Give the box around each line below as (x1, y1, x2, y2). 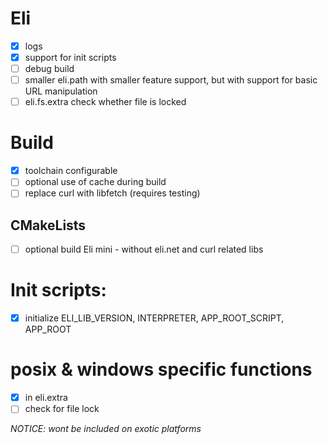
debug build (24, 63, 75, 75)
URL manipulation (24, 85, 98, 97)
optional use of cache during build (24, 176, 167, 188)
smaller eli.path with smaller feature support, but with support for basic (24, 74, 318, 86)
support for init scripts (24, 52, 117, 63)
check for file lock (24, 403, 100, 415)
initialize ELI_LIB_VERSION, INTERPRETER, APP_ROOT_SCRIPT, (24, 312, 285, 324)
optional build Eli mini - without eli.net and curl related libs (24, 243, 264, 256)
